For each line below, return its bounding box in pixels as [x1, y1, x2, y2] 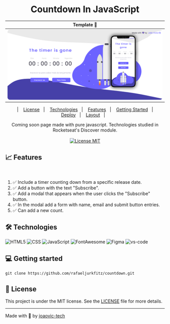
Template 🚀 [72, 22, 98, 28]
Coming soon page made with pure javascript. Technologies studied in [11, 121, 158, 127]
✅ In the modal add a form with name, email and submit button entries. [12, 202, 160, 208]
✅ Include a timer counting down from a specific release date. [12, 179, 142, 185]
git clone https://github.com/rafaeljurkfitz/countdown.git [5, 271, 135, 276]
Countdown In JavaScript [30, 4, 140, 15]
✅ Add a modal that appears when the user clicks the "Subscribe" [12, 190, 150, 197]
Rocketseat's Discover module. [53, 127, 117, 133]
